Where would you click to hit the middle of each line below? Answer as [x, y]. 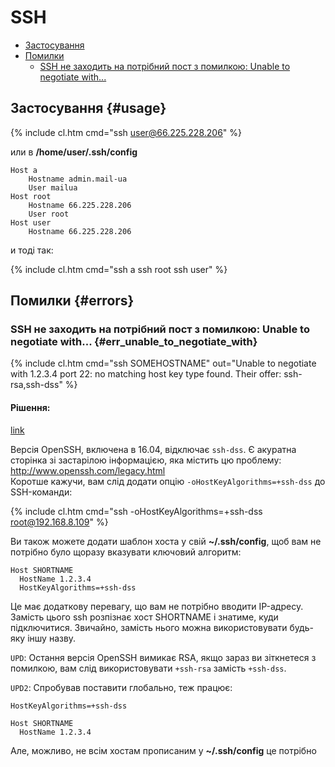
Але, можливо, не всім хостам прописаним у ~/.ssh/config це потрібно [163, 750]
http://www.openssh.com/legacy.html [88, 470]
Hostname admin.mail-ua [78, 179]
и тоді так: [32, 250]
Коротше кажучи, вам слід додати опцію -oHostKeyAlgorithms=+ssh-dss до [168, 481]
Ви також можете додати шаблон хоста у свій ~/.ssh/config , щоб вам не [166, 541]
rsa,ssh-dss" [36, 385]
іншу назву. [52, 638]
